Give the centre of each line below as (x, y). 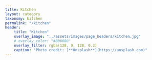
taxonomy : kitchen (24, 18)
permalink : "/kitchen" (28, 23)
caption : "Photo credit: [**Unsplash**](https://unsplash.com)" (81, 50)
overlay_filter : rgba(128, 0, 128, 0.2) (55, 45)
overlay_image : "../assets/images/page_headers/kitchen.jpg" (77, 37)
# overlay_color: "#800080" (42, 41)
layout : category (23, 14)
